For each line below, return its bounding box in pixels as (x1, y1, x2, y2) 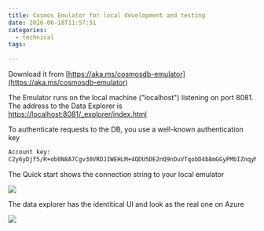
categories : (8, 26, 47, 34)
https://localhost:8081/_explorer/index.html (8, 110, 147, 118)
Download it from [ (8, 70, 69, 78)
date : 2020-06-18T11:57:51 (8, 19, 97, 27)
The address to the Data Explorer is (8, 101, 123, 110)
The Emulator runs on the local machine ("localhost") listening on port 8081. (8, 93, 254, 102)
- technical (15, 33, 55, 42)
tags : (8, 41, 26, 49)
